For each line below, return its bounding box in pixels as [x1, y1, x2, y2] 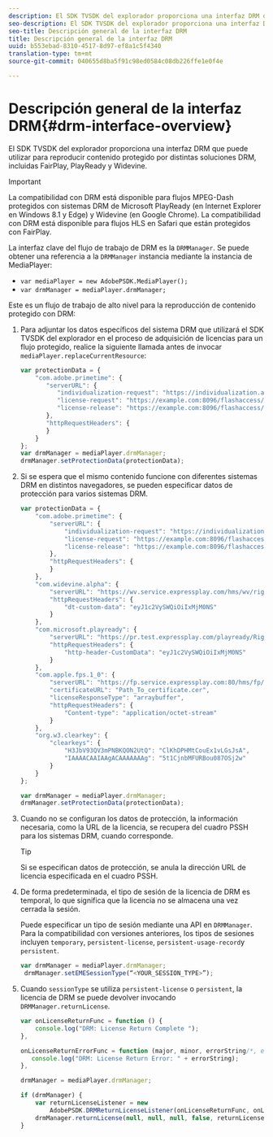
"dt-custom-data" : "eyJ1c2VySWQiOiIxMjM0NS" [63, 603, 218, 611]
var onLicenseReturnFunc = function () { [19, 1017, 163, 1026]
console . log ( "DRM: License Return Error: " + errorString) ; [31, 1054, 240, 1062]
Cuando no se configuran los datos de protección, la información [19, 814, 238, 824]
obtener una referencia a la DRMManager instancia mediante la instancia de [8, 251, 253, 261]
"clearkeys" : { [50, 739, 102, 747]
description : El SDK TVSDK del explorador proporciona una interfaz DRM [8, 11, 260, 20]
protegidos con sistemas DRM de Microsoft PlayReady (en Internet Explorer [8, 201, 262, 211]
